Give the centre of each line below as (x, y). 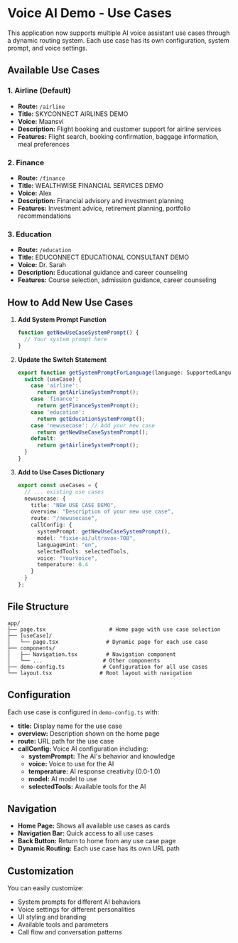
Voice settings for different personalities (76, 910)
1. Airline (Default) (39, 90)
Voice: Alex (34, 193)
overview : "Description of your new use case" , (102, 512)
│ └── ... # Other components (84, 660)
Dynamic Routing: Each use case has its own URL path (98, 848)
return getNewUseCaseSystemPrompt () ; (93, 432)
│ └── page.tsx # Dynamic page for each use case (108, 642)
